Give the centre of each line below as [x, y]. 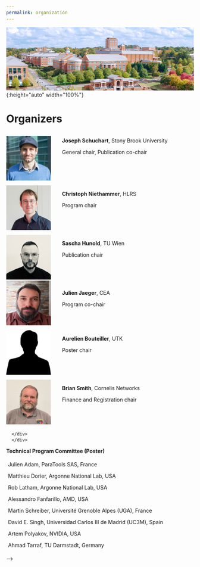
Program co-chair [84, 304]
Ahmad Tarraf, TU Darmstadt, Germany [56, 545]
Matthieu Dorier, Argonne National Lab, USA [62, 476]
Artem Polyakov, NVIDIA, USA [45, 534]
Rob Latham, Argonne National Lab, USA [58, 487]
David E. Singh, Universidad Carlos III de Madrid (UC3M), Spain [86, 522]
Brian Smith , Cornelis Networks [101, 388]
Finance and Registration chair [99, 400]
